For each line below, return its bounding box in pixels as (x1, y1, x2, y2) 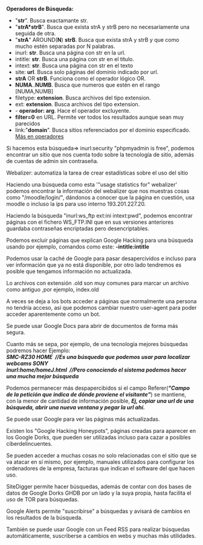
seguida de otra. (14, 30, 56, 37)
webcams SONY (6, 360, 48, 367)
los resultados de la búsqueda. (6, 514, 83, 521)
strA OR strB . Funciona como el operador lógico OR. (14, 75, 146, 82)
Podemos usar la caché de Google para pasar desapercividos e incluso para (6, 255, 196, 262)
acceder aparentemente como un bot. (6, 310, 101, 318)
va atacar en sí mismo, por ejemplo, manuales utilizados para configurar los (6, 458, 195, 466)
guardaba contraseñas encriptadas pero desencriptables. (6, 225, 150, 232)
